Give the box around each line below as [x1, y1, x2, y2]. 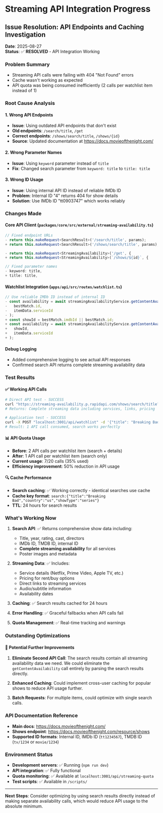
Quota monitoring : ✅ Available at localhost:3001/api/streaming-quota [12, 773, 154, 779]
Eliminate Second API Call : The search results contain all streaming [12, 655, 148, 661]
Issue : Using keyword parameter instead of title [12, 160, 109, 166]
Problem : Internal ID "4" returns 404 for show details [12, 193, 118, 198]
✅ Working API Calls [5, 386, 47, 392]
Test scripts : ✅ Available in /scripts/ [12, 778, 87, 784]
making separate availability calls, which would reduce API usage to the [5, 798, 148, 804]
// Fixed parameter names [5, 264, 57, 269]
